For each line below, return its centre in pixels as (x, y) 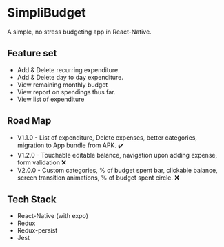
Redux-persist (37, 230)
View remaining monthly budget (62, 85)
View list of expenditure (51, 99)
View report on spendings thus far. (66, 92)
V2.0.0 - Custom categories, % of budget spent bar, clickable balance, (118, 170)
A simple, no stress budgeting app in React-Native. (79, 32)
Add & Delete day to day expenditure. (70, 77)
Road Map (29, 121)
